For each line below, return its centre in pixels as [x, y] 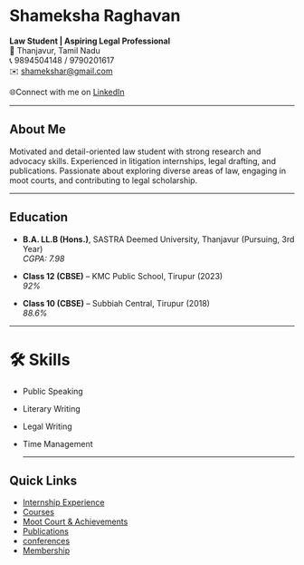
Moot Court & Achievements [75, 521]
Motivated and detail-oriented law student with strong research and [135, 151]
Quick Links [43, 480]
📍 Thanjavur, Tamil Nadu [55, 50]
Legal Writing [47, 426]
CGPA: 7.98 [43, 258]
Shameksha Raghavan [95, 16]
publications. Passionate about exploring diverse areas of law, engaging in [148, 170]
